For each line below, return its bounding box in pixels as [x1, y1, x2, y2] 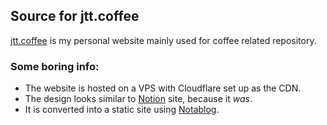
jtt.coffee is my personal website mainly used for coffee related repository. [10, 34, 317, 46]
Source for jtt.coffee [10, 8, 140, 25]
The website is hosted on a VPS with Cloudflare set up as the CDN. [24, 82, 302, 94]
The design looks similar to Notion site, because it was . [24, 93, 253, 105]
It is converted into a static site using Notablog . [24, 104, 220, 116]
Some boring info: [10, 59, 100, 73]
